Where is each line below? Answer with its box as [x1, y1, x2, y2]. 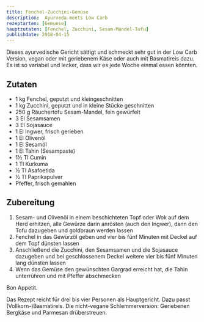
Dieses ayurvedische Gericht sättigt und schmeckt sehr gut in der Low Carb [6, 48, 197, 56]
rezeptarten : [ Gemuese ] [6, 20, 67, 26]
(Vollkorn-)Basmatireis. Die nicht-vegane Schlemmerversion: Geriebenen [6, 302, 191, 309]
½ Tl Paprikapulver [15, 173, 63, 180]
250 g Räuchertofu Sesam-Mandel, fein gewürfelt [15, 108, 140, 115]
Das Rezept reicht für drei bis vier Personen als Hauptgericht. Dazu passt [6, 296, 191, 303]
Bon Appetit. [6, 284, 38, 291]
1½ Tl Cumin [15, 153, 47, 161]
